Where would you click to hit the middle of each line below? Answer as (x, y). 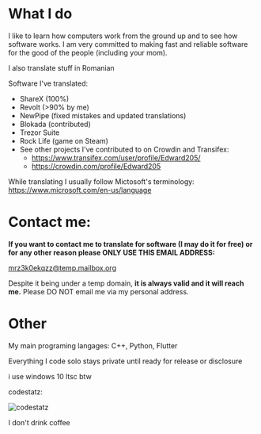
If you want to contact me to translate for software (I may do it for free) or (130, 244)
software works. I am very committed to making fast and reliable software (128, 44)
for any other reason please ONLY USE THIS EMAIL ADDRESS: (112, 252)
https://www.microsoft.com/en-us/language (80, 190)
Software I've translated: (48, 83)
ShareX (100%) (44, 98)
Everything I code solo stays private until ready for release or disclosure (125, 361)
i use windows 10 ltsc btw (50, 376)
